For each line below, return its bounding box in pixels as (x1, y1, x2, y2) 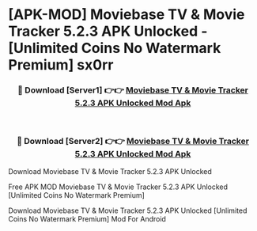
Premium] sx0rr (8, 56, 114, 74)
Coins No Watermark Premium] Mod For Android (8, 214, 166, 223)
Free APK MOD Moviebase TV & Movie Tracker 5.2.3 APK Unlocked (8, 182, 228, 191)
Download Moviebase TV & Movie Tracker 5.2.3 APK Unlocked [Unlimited (8, 206, 248, 215)
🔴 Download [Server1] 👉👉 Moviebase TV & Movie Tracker (17, 85, 249, 96)
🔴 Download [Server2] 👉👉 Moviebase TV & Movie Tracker (17, 136, 249, 147)
